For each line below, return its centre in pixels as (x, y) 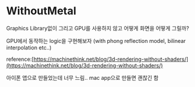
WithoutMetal (41, 11)
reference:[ (20, 59)
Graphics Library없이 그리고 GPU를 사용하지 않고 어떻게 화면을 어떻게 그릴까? (98, 28)
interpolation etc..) (29, 47)
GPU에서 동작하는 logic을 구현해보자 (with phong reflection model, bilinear (96, 41)
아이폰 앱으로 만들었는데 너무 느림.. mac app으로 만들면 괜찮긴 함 (82, 77)
